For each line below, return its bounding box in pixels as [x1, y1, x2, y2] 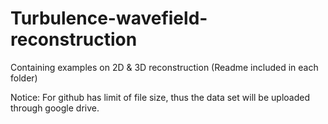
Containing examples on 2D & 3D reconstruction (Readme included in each [10, 61, 319, 73]
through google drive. [10, 102, 100, 114]
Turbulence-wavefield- [10, 7, 208, 30]
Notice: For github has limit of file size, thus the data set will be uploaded [10, 91, 310, 103]
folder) [10, 72, 38, 84]
